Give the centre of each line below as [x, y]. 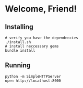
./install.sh [18, 42]
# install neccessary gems [32, 46]
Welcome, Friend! [41, 9]
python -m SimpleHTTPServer [33, 76]
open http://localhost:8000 [33, 81]
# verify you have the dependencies [41, 38]
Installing [19, 27]
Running [18, 66]
